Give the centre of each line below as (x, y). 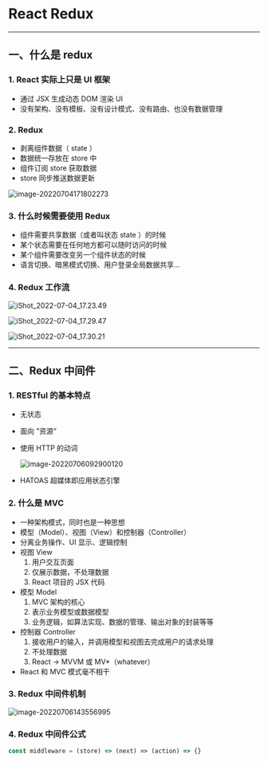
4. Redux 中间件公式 (47, 734)
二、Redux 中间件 (52, 370)
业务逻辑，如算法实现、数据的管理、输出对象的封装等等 (122, 622)
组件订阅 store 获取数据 (58, 167)
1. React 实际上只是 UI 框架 (59, 80)
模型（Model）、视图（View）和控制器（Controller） (105, 532)
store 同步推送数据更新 (57, 178)
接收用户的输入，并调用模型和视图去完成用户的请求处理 (122, 642)
